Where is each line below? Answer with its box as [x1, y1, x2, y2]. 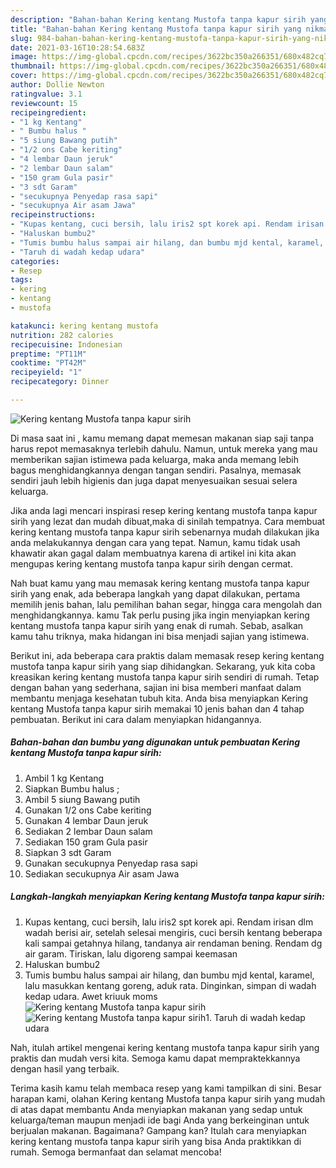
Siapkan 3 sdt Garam [24, 846, 112, 858]
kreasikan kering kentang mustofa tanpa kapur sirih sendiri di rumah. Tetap [10, 671, 320, 683]
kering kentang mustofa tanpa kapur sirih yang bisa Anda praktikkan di [10, 1135, 302, 1147]
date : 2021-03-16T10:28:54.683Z [10, 42, 145, 53]
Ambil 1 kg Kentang [24, 772, 105, 784]
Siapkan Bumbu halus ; [24, 782, 120, 795]
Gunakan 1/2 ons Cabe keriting [24, 804, 152, 816]
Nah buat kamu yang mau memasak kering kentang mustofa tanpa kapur [10, 577, 310, 589]
